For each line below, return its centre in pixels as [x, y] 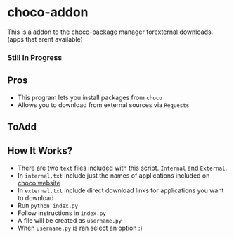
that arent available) [54, 39]
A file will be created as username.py [69, 220]
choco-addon [48, 12]
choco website [39, 183]
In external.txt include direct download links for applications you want [121, 190]
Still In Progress [35, 57]
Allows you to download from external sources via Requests [103, 105]
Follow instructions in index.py [62, 213]
